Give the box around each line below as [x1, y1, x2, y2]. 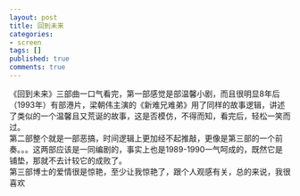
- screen [9, 37, 42, 47]
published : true [9, 54, 70, 63]
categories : [9, 29, 54, 38]
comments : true [9, 63, 66, 72]
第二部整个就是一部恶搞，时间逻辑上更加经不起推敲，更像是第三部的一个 [9, 133, 275, 143]
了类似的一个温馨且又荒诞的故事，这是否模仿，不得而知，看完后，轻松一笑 [9, 110, 283, 121]
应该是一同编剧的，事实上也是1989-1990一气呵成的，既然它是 [55, 143, 284, 154]
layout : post [9, 12, 58, 22]
